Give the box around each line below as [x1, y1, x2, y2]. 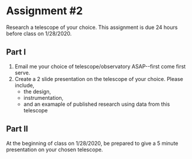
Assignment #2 [6, 4, 83, 18]
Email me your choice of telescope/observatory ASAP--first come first [14, 63, 186, 70]
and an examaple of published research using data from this [23, 100, 170, 108]
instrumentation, [23, 94, 64, 101]
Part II [6, 124, 28, 134]
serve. [14, 69, 31, 76]
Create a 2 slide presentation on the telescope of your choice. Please [14, 75, 183, 82]
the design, [23, 87, 51, 95]
